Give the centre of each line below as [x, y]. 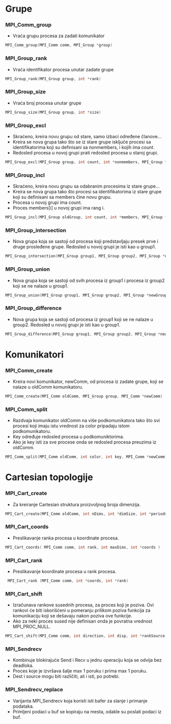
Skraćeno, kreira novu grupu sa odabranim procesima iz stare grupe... [86, 186]
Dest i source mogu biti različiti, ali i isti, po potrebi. [66, 677]
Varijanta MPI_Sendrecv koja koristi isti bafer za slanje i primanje [80, 701]
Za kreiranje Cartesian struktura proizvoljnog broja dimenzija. [77, 504]
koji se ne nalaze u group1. [40, 286]
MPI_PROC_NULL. [32, 627]
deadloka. [23, 665]
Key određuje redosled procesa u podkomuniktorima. [68, 437]
